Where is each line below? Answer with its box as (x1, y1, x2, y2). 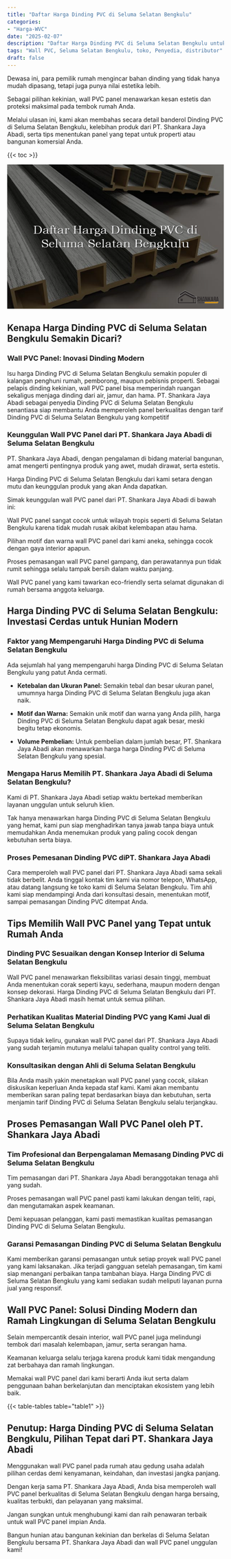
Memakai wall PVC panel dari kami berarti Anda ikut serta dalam (7, 1374, 189, 1382)
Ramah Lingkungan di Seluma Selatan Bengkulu (7, 1314, 217, 1326)
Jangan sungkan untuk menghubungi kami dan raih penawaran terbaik (7, 1510, 208, 1518)
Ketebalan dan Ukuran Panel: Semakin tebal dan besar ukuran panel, (16, 681, 214, 690)
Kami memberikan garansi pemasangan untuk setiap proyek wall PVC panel (7, 1255, 221, 1264)
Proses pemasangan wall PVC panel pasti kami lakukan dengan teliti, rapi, (7, 1194, 217, 1202)
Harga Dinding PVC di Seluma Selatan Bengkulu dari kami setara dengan (7, 475, 213, 483)
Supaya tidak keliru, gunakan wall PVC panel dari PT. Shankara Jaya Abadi (7, 1036, 219, 1044)
